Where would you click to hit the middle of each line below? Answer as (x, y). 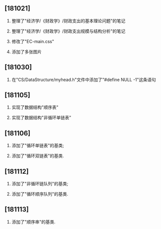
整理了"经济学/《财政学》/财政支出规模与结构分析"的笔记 (68, 31)
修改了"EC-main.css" (33, 41)
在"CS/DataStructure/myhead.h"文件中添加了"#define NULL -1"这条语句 (84, 80)
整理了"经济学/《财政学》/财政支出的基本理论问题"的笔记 (68, 21)
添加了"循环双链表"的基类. (38, 156)
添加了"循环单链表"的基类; (38, 146)
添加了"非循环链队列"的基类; (40, 184)
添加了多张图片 (27, 51)
